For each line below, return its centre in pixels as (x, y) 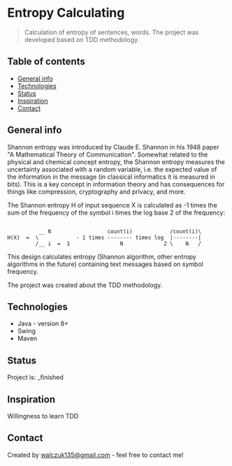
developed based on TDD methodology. (82, 39)
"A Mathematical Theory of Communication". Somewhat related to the (108, 154)
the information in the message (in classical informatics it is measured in (111, 177)
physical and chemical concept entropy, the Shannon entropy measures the (116, 161)
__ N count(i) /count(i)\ (119, 231)
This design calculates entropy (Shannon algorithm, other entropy (102, 256)
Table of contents (46, 62)
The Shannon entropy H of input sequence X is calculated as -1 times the (113, 205)
